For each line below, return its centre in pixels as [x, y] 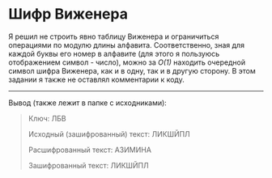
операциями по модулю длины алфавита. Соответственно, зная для [127, 44]
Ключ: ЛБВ [47, 118]
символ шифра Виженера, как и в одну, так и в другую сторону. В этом [132, 70]
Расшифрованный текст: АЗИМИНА [90, 150]
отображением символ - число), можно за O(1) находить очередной [127, 62]
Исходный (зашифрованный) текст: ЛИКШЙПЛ [109, 133]
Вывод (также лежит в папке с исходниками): [88, 103]
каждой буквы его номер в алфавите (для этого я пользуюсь [114, 53]
